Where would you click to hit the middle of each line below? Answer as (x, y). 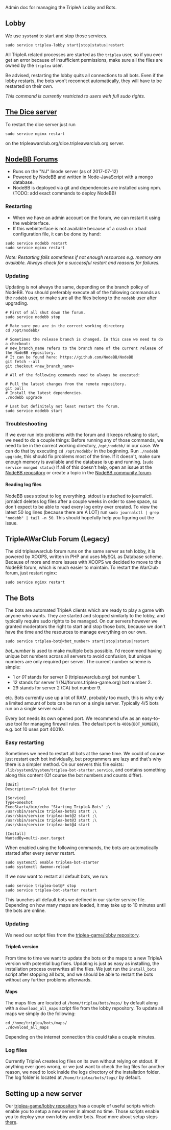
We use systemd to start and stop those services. (56, 36)
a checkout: (18, 344)
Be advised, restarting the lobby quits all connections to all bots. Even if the (84, 75)
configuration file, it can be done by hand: (57, 234)
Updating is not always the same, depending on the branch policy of (77, 287)
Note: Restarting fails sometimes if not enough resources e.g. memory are (83, 257)
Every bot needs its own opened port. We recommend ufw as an (73, 718)
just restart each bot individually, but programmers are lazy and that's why (83, 759)
